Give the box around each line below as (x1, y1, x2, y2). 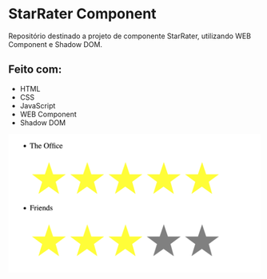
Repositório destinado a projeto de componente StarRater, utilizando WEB (8, 31, 252, 41)
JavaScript (19, 100, 56, 110)
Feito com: (8, 63, 62, 77)
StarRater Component (8, 5, 157, 23)
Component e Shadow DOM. (8, 39, 102, 49)
